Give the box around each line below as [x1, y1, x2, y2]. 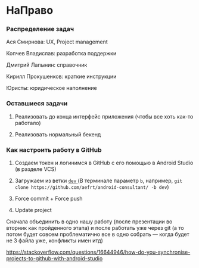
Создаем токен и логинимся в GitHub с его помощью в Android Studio [14, 159, 194, 167]
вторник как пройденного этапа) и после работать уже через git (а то [6, 225, 184, 232]
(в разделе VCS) [14, 166, 57, 173]
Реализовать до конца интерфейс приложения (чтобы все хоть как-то [14, 113, 194, 120]
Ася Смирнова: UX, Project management [6, 38, 108, 45]
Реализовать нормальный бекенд [14, 130, 101, 138]
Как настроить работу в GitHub [6, 145, 102, 154]
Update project [14, 207, 52, 214]
